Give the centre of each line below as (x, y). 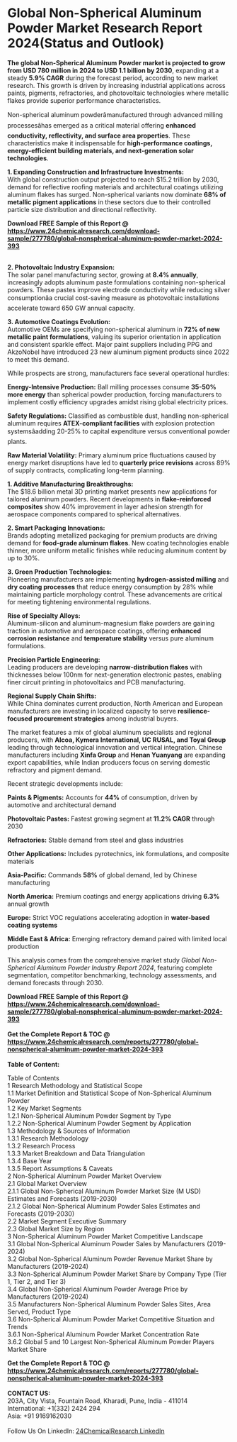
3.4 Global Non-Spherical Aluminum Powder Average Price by (98, 1289)
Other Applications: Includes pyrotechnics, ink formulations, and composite (118, 853)
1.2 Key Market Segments (45, 1108)
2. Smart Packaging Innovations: (56, 528)
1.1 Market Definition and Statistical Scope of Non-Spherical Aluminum (110, 1093)
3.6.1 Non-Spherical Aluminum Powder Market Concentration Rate (103, 1334)
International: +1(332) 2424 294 (54, 1408)
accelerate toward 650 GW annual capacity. (71, 308)
